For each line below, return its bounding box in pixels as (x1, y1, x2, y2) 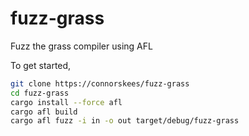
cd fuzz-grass (10, 88, 70, 98)
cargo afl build (10, 107, 78, 117)
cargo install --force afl (10, 97, 123, 107)
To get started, (10, 59, 72, 71)
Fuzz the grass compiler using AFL (10, 40, 153, 52)
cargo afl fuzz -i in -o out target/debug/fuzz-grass (10, 116, 240, 126)
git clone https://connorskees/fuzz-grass (10, 78, 190, 89)
